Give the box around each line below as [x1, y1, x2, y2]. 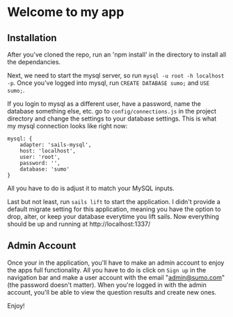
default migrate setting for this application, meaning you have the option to [7, 205, 221, 213]
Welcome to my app [7, 4, 124, 20]
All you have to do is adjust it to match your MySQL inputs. [7, 184, 175, 192]
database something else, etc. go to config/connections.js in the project [7, 107, 217, 115]
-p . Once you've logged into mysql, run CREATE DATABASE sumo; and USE [7, 79, 210, 87]
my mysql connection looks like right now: [7, 122, 128, 130]
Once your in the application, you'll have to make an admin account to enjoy [7, 258, 225, 267]
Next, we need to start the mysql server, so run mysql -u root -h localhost [7, 71, 225, 79]
